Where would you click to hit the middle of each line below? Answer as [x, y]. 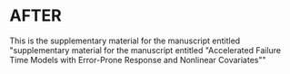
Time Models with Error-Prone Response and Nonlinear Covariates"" [138, 60]
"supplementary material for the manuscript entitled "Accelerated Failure [145, 50]
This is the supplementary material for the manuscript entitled [125, 41]
